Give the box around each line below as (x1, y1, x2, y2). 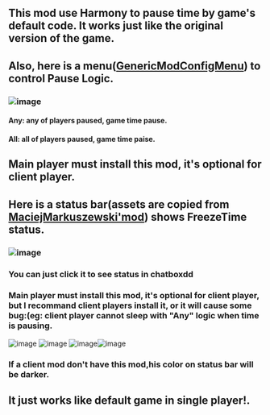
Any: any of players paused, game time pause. (8, 116, 168, 126)
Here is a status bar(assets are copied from (8, 197, 230, 211)
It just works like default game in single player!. (8, 394, 251, 408)
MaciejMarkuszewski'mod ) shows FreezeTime (8, 210, 247, 224)
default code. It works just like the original (8, 19, 224, 33)
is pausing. (8, 320, 53, 331)
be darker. (8, 368, 50, 380)
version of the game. (8, 31, 115, 45)
